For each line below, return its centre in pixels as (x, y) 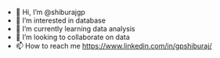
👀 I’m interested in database (60, 20)
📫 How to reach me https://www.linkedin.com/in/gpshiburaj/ (114, 46)
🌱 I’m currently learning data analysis (75, 29)
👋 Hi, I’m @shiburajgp (50, 12)
